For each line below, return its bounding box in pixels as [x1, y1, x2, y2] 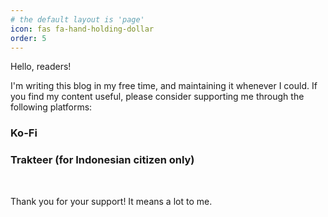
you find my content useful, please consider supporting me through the [10, 91, 305, 103]
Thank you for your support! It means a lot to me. [10, 195, 213, 207]
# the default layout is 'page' [10, 14, 145, 25]
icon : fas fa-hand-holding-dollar [10, 24, 155, 34]
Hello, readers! [10, 61, 72, 73]
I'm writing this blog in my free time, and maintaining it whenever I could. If [10, 80, 318, 92]
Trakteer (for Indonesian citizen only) [10, 153, 195, 167]
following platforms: [10, 101, 93, 113]
